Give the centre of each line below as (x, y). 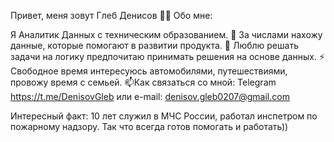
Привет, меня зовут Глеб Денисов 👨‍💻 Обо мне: (111, 15)
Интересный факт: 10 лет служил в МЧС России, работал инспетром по (164, 116)
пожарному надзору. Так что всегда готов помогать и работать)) (149, 126)
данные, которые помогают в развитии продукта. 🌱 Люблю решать (154, 45)
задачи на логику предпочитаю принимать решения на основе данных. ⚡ (167, 56)
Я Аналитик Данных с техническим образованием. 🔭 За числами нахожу (166, 34)
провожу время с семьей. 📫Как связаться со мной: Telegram (143, 82)
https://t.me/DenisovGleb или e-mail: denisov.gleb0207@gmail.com (150, 96)
